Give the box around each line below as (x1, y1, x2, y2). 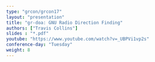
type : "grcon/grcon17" (6, 8, 62, 15)
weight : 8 (6, 47, 31, 53)
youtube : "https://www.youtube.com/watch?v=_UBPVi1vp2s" (6, 36, 150, 42)
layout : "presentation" (6, 14, 65, 20)
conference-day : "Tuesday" (6, 42, 73, 48)
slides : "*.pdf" (6, 31, 49, 37)
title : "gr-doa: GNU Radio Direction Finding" (6, 19, 123, 25)
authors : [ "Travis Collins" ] (6, 25, 78, 31)
